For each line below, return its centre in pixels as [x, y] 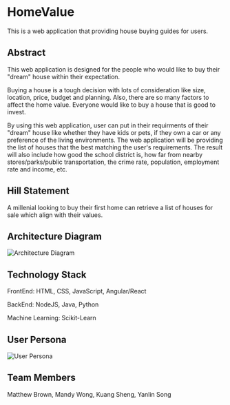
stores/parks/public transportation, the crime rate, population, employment [113, 162]
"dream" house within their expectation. [64, 76]
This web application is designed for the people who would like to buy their [114, 69]
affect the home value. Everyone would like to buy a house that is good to [111, 105]
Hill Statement [38, 191]
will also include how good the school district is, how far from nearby [105, 154]
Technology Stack [47, 274]
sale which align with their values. [55, 215]
